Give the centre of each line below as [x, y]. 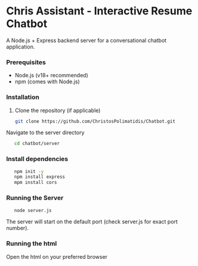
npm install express [40, 177]
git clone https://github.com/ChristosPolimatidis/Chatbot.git [95, 121]
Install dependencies [37, 159]
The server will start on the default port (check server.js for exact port [92, 222]
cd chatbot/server [37, 144]
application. [21, 47]
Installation [23, 97]
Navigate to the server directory [45, 132]
